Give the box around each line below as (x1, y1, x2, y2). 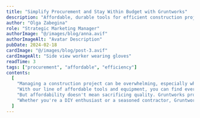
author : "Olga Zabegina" (6, 20, 68, 26)
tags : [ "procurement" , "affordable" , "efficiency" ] (6, 64, 137, 70)
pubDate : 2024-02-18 (6, 42, 58, 48)
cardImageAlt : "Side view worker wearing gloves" (6, 53, 132, 59)
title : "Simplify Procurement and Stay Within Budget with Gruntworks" (6, 8, 187, 15)
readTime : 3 (6, 58, 36, 64)
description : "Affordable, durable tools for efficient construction (6, 14, 183, 20)
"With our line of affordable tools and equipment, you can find (17, 86, 183, 92)
